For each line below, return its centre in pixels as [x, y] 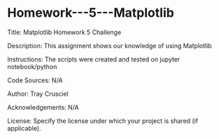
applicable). [24, 128]
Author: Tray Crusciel [38, 94]
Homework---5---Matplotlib [91, 13]
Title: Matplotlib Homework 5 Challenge [64, 32]
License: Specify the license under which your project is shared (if [103, 121]
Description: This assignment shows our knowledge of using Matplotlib [109, 45]
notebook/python [32, 66]
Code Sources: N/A [35, 80]
